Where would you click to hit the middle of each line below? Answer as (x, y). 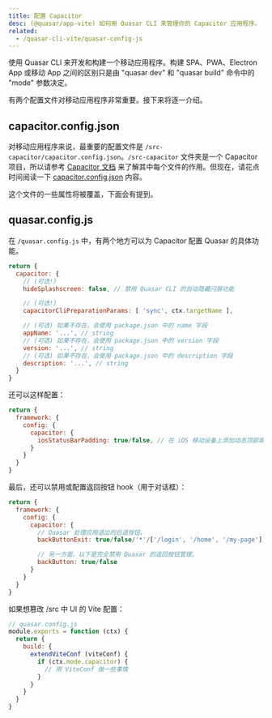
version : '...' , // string (68, 348)
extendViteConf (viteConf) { (79, 654)
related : (23, 31)
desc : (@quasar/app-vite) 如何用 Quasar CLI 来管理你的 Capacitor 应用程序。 (135, 24)
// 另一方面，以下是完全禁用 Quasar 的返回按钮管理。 (118, 555)
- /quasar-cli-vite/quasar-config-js (79, 38)
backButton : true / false (77, 562)
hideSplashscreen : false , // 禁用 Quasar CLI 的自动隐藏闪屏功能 (129, 288)
